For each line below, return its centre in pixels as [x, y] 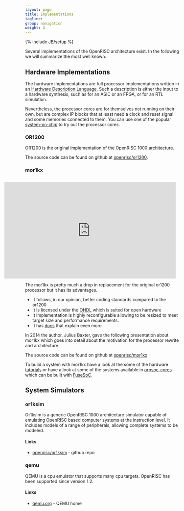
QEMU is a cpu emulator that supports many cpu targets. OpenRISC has [98, 476]
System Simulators [55, 390]
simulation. [36, 99]
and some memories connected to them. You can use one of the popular [98, 119]
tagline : [34, 19]
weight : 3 [35, 28]
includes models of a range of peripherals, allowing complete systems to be [102, 425]
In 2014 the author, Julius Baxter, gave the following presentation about [97, 335]
